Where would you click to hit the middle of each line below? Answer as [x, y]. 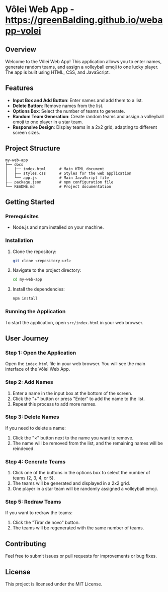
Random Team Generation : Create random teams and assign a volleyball [88, 116]
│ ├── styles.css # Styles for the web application [68, 173]
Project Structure [33, 148]
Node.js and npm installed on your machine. [58, 227]
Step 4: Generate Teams [35, 462]
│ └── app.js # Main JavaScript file [57, 178]
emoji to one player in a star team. [48, 122]
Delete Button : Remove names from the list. [58, 106]
